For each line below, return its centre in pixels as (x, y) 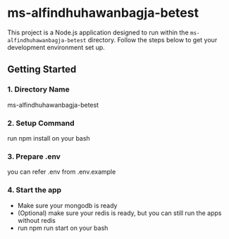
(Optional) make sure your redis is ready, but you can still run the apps (119, 213)
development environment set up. (56, 47)
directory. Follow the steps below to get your (153, 39)
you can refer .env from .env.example (62, 172)
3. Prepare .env (34, 156)
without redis (37, 220)
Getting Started (42, 69)
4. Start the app (35, 190)
